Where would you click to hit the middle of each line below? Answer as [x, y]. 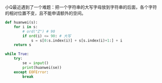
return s [23, 45]
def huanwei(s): [21, 22]
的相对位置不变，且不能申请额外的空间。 [45, 13]
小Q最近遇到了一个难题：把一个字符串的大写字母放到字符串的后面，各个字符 [81, 7]
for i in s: [26, 27]
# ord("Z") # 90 [39, 31]
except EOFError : [31, 72]
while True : [17, 54]
